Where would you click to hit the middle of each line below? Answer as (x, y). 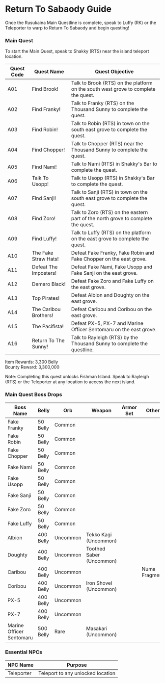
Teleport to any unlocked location (77, 673)
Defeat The (45, 267)
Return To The (48, 341)
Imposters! (44, 273)
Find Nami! (44, 167)
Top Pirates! (46, 298)
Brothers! (42, 315)
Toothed (96, 549)
